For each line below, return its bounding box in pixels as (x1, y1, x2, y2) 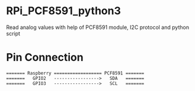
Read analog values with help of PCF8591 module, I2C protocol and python (6, 24, 190, 31)
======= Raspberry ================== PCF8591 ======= (6, 70, 145, 76)
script (6, 30, 21, 37)
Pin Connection (6, 51, 84, 64)
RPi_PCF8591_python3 (6, 4, 122, 18)
